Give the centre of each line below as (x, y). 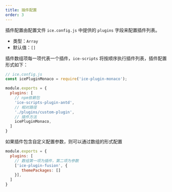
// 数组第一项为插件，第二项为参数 (47, 161)
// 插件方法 (26, 117)
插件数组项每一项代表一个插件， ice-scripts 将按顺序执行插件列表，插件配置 (86, 58)
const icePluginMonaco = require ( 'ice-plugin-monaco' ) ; (66, 79)
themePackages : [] (41, 170)
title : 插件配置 (21, 10)
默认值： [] (24, 47)
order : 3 (15, 15)
